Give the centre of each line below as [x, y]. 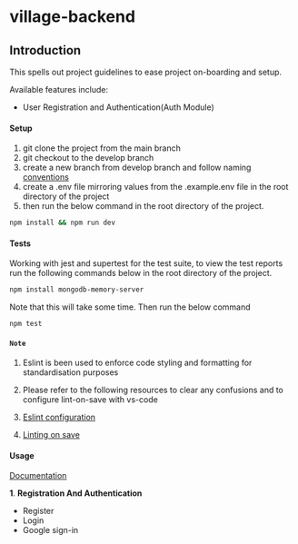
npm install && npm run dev [63, 223]
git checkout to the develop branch [88, 158]
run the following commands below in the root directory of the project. [141, 273]
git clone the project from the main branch [102, 148]
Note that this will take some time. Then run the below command [130, 307]
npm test [26, 324]
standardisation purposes [70, 372]
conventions [46, 177]
